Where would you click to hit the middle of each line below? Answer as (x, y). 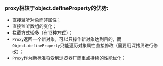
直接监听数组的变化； (34, 26)
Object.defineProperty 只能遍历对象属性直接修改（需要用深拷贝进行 (83, 45)
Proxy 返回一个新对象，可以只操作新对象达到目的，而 (67, 39)
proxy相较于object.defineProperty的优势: (57, 8)
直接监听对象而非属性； (37, 20)
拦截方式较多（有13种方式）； (42, 33)
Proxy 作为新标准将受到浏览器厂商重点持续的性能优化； (69, 58)
